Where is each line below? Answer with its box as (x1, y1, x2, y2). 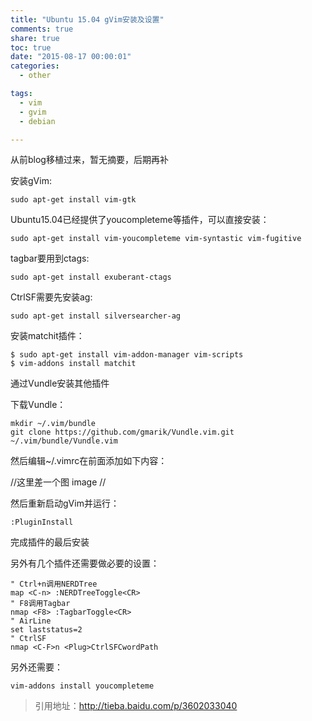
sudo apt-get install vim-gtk (10, 195, 137, 205)
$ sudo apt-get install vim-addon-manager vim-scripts (10, 350, 244, 360)
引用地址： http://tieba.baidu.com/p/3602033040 (34, 700, 238, 712)
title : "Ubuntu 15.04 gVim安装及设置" (10, 14, 165, 25)
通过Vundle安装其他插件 (10, 377, 110, 390)
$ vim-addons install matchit (10, 359, 137, 369)
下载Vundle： (10, 399, 67, 411)
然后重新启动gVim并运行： (10, 497, 120, 510)
